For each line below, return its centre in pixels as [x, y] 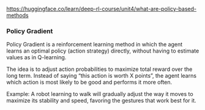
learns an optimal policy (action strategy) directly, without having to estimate [103, 51]
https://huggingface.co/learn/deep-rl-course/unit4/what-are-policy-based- [102, 9]
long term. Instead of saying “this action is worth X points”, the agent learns [102, 76]
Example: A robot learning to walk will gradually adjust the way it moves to [100, 94]
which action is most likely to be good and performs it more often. [89, 82]
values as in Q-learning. [36, 57]
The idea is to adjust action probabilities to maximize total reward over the [99, 69]
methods [17, 15]
